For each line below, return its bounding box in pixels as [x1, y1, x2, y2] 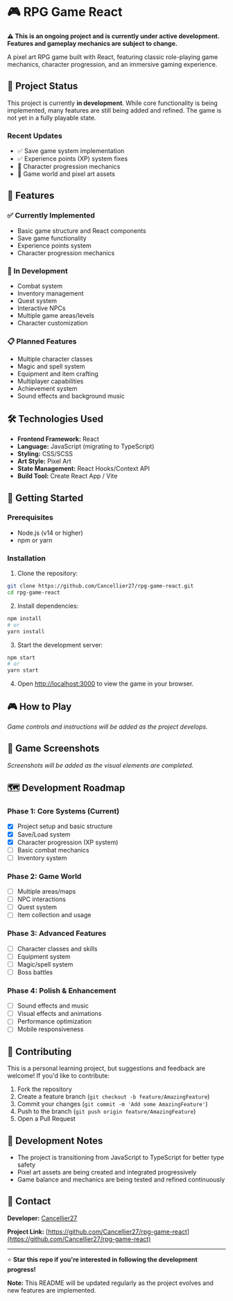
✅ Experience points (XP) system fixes [17, 154, 128, 163]
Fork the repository [17, 1085, 73, 1094]
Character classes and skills [17, 944, 98, 953]
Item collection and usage [17, 911, 92, 919]
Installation [7, 553, 46, 563]
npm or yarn [17, 535, 53, 544]
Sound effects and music [17, 1001, 89, 1010]
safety [17, 1161, 36, 1169]
